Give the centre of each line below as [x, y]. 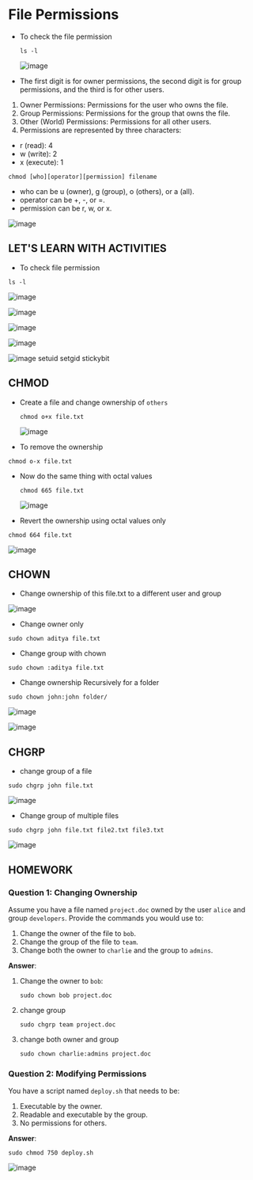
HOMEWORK [41, 870]
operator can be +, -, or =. [62, 200]
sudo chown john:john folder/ [58, 697]
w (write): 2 [38, 154]
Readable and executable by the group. [84, 1115]
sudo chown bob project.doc [66, 995]
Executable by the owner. [61, 1106]
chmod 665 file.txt [52, 490]
